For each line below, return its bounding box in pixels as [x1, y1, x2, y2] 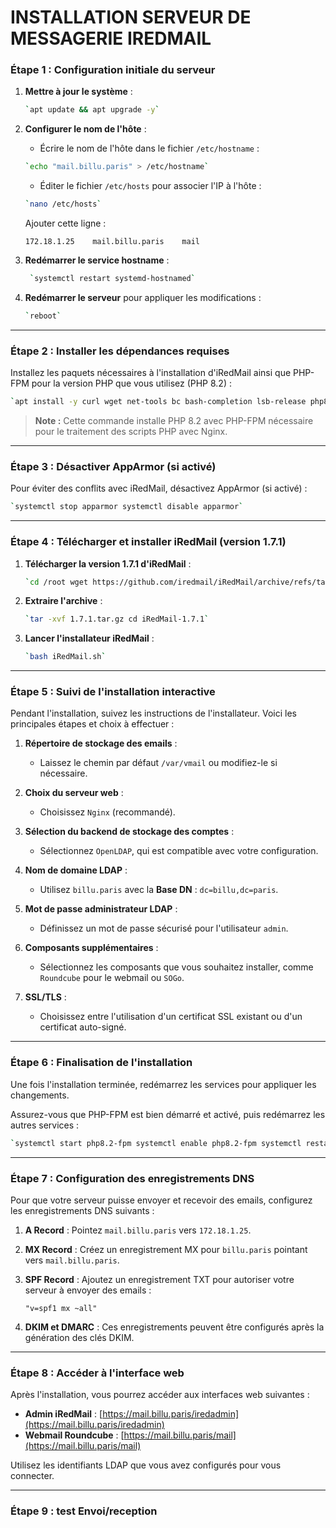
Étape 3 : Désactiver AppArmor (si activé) [10, 459, 217, 473]
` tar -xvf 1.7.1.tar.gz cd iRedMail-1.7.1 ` [24, 614, 210, 625]
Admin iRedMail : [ [24, 1408, 103, 1420]
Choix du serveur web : [24, 787, 124, 799]
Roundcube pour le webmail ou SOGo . [39, 972, 185, 984]
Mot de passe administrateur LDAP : [24, 903, 178, 915]
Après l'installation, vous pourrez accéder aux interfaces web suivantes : [10, 1389, 310, 1401]
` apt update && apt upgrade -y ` [24, 105, 160, 115]
